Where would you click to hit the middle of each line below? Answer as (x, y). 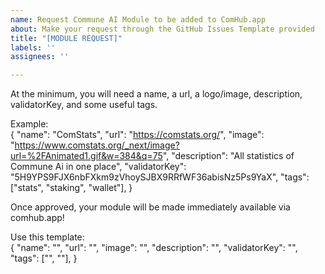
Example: (29, 124)
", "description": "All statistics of (228, 156)
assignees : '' (40, 57)
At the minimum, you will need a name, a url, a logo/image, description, (156, 94)
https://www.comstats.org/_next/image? (97, 145)
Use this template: (47, 237)
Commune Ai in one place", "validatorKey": (98, 167)
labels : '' (33, 47)
